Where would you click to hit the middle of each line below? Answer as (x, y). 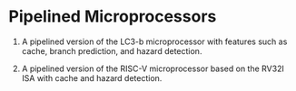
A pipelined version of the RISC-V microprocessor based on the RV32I (153, 68)
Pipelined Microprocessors (113, 17)
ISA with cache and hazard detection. (92, 77)
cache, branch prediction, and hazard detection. (112, 50)
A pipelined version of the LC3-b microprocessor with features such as (154, 41)
